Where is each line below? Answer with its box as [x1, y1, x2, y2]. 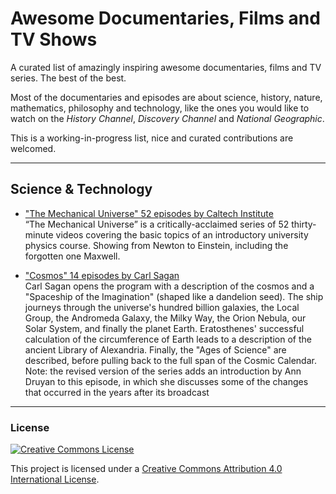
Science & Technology [10, 181, 153, 198]
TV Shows [10, 28, 98, 51]
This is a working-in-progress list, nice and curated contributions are [10, 132, 294, 144]
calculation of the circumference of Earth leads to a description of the [24, 333, 312, 345]
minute [24, 228, 54, 241]
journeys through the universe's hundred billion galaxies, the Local [24, 301, 300, 313]
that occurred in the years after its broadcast [24, 386, 210, 398]
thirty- [291, 218, 317, 230]
